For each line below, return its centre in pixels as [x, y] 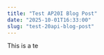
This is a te [23, 46]
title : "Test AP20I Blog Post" [52, 13]
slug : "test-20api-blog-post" [51, 26]
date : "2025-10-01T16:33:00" [49, 20]
